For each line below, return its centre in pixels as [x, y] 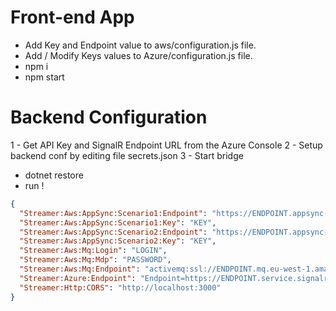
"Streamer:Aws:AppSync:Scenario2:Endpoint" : [113, 232]
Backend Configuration [109, 117]
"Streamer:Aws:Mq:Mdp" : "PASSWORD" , [95, 260]
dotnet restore [54, 175]
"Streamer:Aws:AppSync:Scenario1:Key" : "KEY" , [118, 222]
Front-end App [72, 17]
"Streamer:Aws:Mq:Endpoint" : [80, 269]
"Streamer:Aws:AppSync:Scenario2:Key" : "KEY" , [118, 241]
